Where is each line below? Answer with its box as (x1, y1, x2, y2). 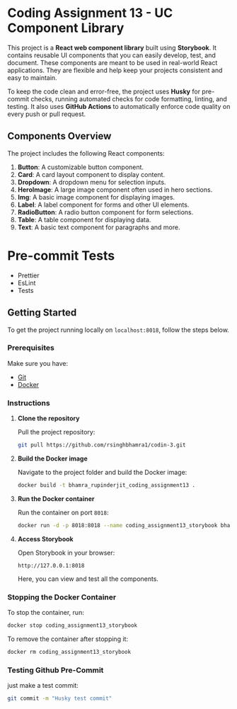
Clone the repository (17, 414, 80, 422)
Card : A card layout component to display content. (17, 170, 165, 178)
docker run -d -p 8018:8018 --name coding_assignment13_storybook (17, 521, 218, 529)
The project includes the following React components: (7, 149, 165, 157)
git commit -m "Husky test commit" (7, 695, 112, 702)
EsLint (17, 278, 36, 287)
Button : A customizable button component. (17, 163, 144, 171)
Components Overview (7, 130, 112, 142)
